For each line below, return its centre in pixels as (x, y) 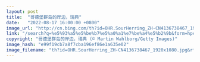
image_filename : (26, 50)
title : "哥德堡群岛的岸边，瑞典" (44, 17)
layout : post (22, 12)
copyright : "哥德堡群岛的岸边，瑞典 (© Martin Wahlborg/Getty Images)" (92, 39)
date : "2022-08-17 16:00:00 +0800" (53, 22)
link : (13, 34)
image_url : (20, 28)
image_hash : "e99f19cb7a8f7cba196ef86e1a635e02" (68, 45)
